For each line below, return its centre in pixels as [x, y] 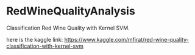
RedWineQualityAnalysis [71, 11]
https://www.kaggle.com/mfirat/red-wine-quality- [126, 39]
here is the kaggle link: [35, 39]
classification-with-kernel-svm [45, 46]
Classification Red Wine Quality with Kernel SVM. [68, 28]
